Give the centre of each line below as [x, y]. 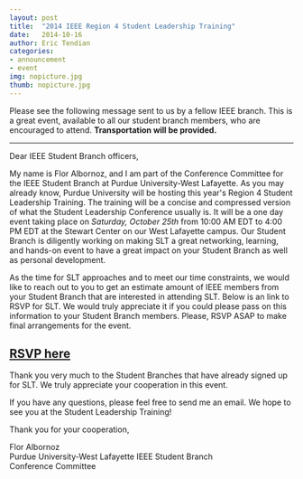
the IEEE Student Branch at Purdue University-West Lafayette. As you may [147, 183]
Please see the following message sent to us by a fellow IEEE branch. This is [151, 110]
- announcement [38, 60]
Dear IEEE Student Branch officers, [74, 155]
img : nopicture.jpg [46, 77]
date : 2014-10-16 [46, 34]
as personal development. [58, 259]
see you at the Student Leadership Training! [91, 412]
